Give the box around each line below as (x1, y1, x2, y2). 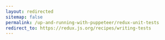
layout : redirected (5, 8, 54, 15)
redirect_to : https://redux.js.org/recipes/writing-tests (5, 25, 151, 31)
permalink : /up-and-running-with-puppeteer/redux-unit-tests (5, 19, 160, 25)
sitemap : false (5, 14, 43, 20)
